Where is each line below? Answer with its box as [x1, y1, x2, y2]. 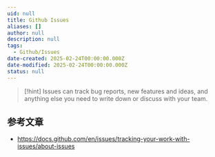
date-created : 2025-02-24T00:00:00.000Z [7, 55, 125, 62]
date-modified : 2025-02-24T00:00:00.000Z [7, 62, 128, 68]
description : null [7, 36, 60, 43]
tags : [7, 42, 23, 49]
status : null [7, 68, 45, 75]
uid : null [7, 10, 36, 17]
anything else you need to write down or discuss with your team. [23, 94, 208, 102]
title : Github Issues [7, 17, 70, 24]
